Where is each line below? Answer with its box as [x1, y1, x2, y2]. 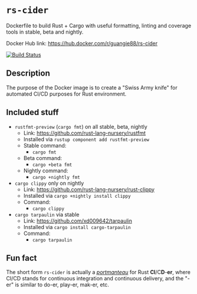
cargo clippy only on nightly [14, 179, 84, 187]
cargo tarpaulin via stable [14, 211, 80, 218]
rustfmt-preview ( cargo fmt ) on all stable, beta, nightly [14, 123, 147, 130]
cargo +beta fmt [32, 162, 73, 168]
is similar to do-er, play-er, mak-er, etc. [14, 281, 109, 288]
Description [6, 68, 50, 79]
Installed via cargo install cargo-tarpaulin [23, 223, 131, 230]
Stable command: [23, 142, 67, 149]
